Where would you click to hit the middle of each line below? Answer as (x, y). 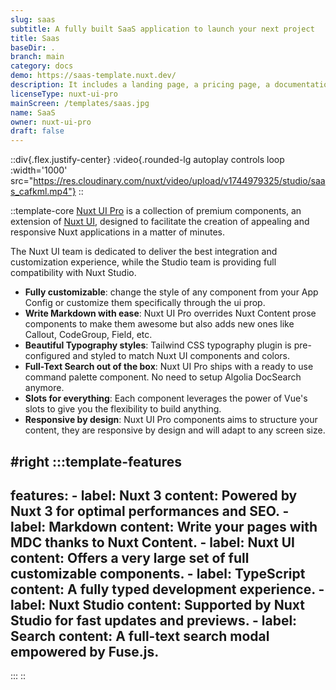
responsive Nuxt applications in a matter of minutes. (117, 232)
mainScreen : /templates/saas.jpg (80, 103)
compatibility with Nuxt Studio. (73, 273)
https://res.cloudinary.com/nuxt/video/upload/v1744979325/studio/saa (179, 181)
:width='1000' (39, 170)
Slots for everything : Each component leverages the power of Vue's (166, 398)
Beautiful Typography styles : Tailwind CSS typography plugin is (158, 345)
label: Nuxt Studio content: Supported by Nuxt (157, 604)
